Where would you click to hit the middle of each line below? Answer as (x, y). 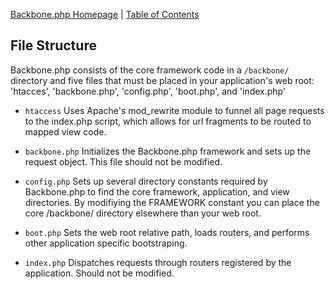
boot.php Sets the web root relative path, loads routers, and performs (167, 232)
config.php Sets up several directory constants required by (146, 181)
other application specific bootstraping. (106, 243)
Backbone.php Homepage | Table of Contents (105, 14)
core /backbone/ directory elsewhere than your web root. (143, 213)
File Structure (53, 45)
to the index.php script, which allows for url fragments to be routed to (168, 121)
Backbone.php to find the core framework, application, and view (157, 191)
